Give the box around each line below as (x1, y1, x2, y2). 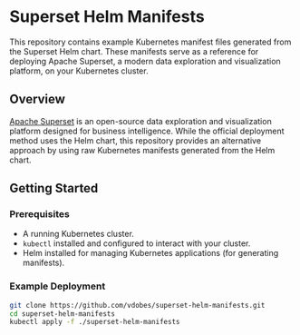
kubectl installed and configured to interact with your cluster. (22, 238, 251, 249)
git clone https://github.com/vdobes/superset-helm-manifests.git (9, 301, 266, 310)
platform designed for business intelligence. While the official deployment (9, 125, 285, 136)
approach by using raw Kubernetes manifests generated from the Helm (9, 144, 276, 155)
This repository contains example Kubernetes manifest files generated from (9, 36, 292, 47)
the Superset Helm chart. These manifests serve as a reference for (9, 45, 259, 56)
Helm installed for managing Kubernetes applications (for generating (22, 248, 279, 259)
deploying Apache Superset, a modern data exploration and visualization (9, 55, 281, 66)
